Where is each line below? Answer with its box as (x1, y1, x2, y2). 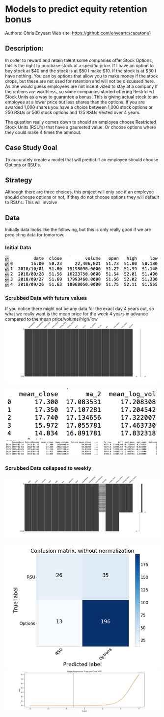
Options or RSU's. (5, 162, 41, 168)
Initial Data (5, 244, 31, 251)
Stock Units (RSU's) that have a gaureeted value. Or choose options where (5, 124, 156, 130)
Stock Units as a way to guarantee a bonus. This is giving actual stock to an (5, 94, 158, 100)
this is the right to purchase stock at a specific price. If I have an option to (5, 62, 154, 68)
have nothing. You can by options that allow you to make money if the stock (5, 73, 158, 79)
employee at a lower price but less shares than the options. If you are (5, 99, 145, 105)
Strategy (5, 176, 32, 184)
